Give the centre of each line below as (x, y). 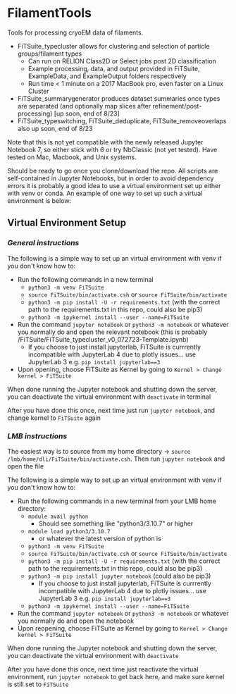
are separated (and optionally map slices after (84, 106)
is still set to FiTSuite (38, 684)
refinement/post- (177, 106)
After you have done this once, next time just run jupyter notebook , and (111, 410)
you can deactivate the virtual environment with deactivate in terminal (109, 397)
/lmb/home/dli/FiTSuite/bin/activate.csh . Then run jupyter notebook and (116, 459)
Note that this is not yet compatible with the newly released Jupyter (105, 142)
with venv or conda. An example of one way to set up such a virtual (105, 193)
